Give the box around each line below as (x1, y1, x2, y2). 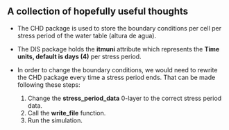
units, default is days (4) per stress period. (17, 52, 142, 60)
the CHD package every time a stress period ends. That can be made (17, 73, 216, 81)
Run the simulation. (27, 116, 83, 124)
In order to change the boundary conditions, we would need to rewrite (17, 65, 218, 74)
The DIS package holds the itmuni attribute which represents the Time (17, 44, 220, 53)
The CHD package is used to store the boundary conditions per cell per (17, 24, 222, 32)
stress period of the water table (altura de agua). (17, 31, 157, 40)
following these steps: (17, 80, 81, 89)
